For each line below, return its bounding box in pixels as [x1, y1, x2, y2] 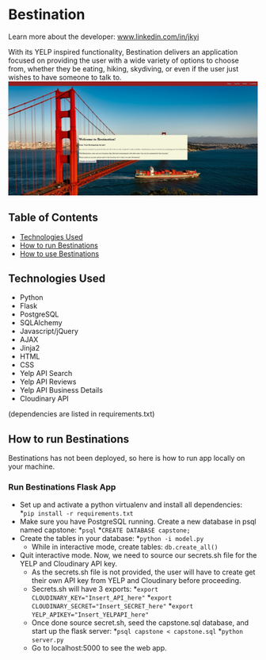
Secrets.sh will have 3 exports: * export [31, 584, 158, 593]
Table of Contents [8, 211, 99, 224]
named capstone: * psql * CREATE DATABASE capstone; [19, 525, 191, 535]
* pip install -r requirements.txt [19, 508, 134, 517]
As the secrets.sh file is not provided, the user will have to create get [31, 567, 256, 577]
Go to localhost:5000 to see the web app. [31, 643, 168, 652]
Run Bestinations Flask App [8, 482, 116, 493]
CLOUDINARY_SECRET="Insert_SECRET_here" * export [31, 601, 194, 610]
